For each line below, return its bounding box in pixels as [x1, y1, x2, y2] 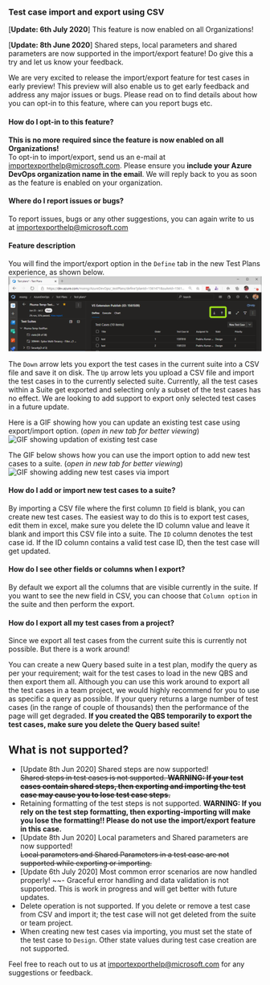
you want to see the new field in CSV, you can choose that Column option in [8, 590, 258, 601]
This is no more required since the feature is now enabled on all [8, 135, 224, 145]
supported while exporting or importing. [19, 858, 153, 868]
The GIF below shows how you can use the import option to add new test [8, 449, 251, 460]
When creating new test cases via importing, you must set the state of [19, 926, 252, 936]
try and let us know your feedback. [8, 57, 125, 67]
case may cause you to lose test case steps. [19, 790, 171, 799]
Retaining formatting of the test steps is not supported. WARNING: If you [19, 798, 262, 808]
